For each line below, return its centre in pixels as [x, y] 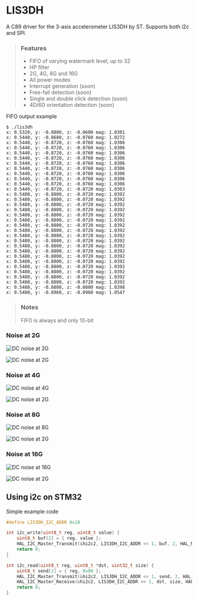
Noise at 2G [23, 335]
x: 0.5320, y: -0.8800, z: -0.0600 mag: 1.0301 [66, 133]
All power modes [50, 80]
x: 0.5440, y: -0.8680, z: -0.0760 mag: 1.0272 [66, 138]
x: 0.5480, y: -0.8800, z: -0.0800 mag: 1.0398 [66, 288]
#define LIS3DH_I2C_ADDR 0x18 [43, 522]
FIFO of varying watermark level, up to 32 [80, 61]
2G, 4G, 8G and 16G [54, 74]
